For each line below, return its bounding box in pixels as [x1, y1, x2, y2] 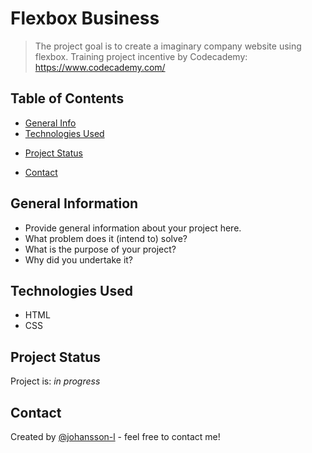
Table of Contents [10, 90, 125, 107]
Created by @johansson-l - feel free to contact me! [10, 431, 221, 442]
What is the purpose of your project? [24, 243, 177, 255]
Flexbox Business [10, 7, 160, 30]
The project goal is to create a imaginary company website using [34, 40, 302, 52]
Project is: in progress [10, 375, 101, 387]
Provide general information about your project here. [24, 222, 242, 234]
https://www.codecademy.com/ [34, 61, 166, 73]
